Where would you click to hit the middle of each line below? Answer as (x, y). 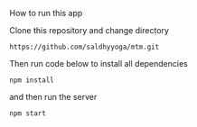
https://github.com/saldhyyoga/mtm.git (84, 47)
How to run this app (46, 13)
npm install (32, 80)
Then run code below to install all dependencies (98, 63)
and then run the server (53, 97)
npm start (28, 113)
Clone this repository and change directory (89, 30)
